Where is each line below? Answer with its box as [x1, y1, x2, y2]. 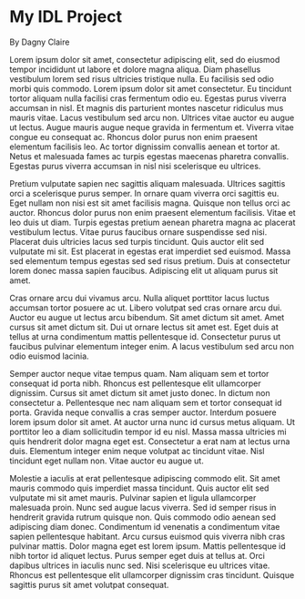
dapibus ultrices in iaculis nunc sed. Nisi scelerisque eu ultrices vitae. [9, 560, 270, 571]
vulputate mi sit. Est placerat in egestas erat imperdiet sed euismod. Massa [9, 246, 291, 257]
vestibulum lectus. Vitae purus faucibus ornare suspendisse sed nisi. [9, 226, 268, 238]
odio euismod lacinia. [9, 350, 89, 361]
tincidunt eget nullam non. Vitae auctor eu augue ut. [9, 455, 205, 466]
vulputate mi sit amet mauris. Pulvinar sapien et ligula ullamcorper [9, 492, 257, 503]
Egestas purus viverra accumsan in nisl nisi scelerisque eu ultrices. [9, 160, 261, 171]
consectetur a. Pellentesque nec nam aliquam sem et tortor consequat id [9, 397, 282, 408]
